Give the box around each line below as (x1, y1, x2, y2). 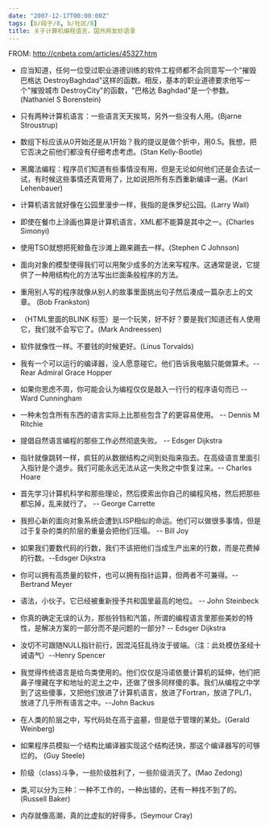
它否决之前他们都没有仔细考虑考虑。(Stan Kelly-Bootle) (19, 147, 203, 157)
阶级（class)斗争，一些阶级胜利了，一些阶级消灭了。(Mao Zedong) (19, 768, 243, 778)
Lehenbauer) (19, 183, 63, 193)
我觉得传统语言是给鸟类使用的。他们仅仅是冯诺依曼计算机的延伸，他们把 (19, 668, 260, 677)
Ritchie (19, 419, 43, 429)
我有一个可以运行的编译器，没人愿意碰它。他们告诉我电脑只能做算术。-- (19, 359, 260, 368)
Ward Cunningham (19, 393, 82, 403)
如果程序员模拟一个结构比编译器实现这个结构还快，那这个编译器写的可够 (19, 741, 260, 751)
